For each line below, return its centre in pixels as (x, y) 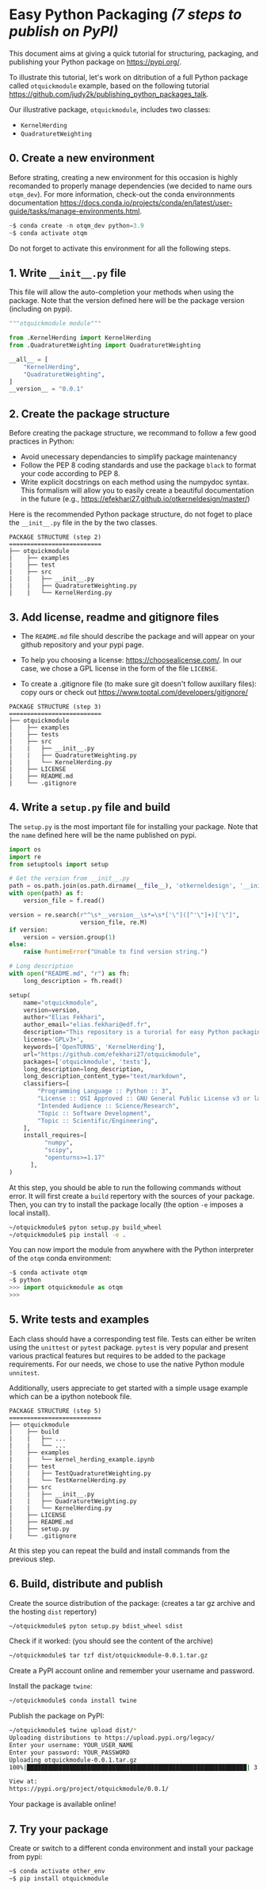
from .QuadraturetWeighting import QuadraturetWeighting (105, 346)
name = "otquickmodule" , (61, 1003)
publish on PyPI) (64, 31)
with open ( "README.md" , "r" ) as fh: (69, 974)
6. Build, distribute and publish (86, 1584)
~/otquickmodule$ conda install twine (73, 1701)
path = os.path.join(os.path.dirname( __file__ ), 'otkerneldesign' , (123, 886)
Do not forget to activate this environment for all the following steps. (120, 248)
